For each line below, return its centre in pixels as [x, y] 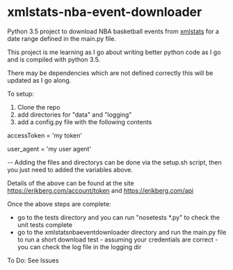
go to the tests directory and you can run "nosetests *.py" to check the [119, 217]
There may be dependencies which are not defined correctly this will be [110, 73]
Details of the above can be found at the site [71, 183]
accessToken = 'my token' [45, 135]
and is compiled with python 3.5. [54, 59]
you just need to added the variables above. [70, 169]
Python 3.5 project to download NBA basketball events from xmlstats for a [113, 31]
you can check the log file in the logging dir [79, 246]
